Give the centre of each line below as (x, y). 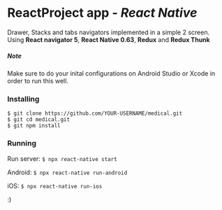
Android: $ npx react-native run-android (67, 172)
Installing (23, 99)
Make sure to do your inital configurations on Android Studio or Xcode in (111, 73)
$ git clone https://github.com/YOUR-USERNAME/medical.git (95, 113)
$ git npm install (34, 126)
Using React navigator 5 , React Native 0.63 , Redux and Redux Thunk (109, 39)
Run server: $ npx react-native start (62, 158)
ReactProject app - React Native (102, 13)
